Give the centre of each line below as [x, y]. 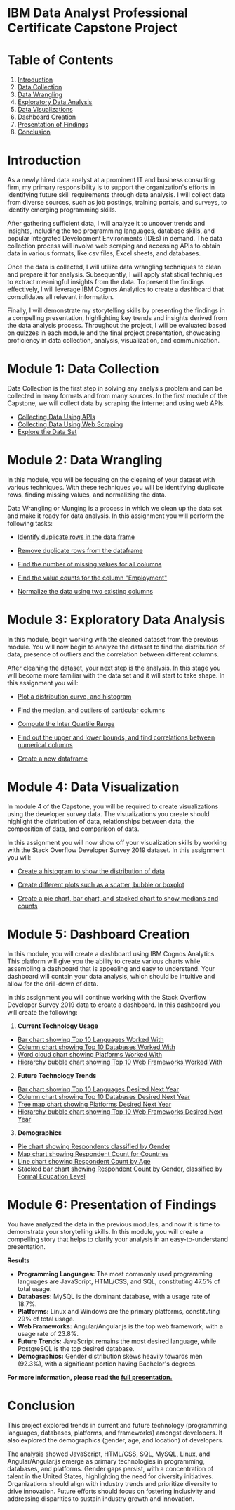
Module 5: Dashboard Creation [99, 934]
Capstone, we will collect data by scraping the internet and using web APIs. [116, 403]
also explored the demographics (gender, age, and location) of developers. [115, 1440]
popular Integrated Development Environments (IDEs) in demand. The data [115, 239]
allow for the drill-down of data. [53, 984]
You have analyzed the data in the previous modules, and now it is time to [114, 1224]
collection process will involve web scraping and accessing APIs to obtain [114, 246]
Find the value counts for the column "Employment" [92, 578]
